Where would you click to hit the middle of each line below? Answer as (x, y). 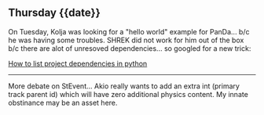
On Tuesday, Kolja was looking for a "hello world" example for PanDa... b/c (129, 31)
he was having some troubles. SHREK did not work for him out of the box (126, 40)
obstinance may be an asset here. (63, 102)
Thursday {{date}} (54, 13)
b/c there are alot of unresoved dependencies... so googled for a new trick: (130, 48)
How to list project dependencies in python (78, 63)
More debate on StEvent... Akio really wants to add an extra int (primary (124, 86)
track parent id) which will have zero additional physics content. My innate (128, 94)
